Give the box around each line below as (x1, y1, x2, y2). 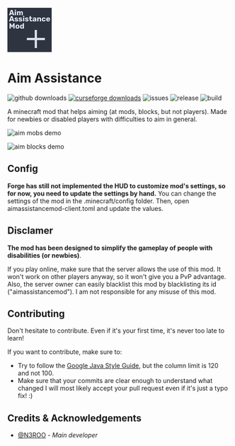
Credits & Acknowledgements (7, 412, 142, 424)
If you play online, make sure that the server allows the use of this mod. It (7, 265, 222, 273)
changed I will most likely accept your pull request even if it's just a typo (17, 384, 229, 393)
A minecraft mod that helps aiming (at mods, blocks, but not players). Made (7, 107, 228, 115)
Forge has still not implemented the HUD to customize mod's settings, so (7, 181, 226, 190)
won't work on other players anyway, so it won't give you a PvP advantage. (7, 272, 227, 280)
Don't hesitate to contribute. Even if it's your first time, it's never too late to (7, 326, 225, 335)
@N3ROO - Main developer (17, 431, 98, 440)
